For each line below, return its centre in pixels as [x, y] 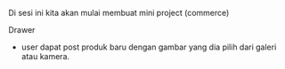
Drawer [22, 30]
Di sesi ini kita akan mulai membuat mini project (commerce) [119, 13]
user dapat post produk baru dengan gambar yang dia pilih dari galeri [149, 47]
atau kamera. [45, 56]
